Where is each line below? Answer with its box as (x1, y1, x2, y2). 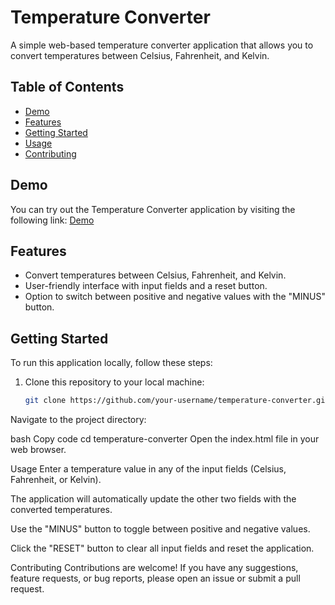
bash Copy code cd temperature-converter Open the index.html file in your (10, 433, 320, 445)
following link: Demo (10, 214, 95, 226)
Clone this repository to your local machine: (24, 376, 205, 388)
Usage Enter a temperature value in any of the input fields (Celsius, (10, 463, 287, 475)
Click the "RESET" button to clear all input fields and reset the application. (10, 542, 315, 555)
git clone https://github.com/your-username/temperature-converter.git (24, 396, 330, 406)
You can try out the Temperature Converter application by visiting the (10, 203, 296, 215)
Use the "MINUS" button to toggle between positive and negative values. (10, 523, 311, 535)
